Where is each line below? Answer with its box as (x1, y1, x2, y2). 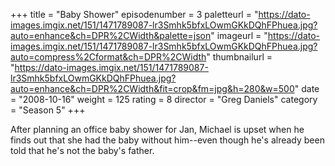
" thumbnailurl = (206, 51, 273, 63)
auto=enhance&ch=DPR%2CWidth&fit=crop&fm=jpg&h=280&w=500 (10, 83, 295, 94)
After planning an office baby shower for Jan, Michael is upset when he (10, 124, 305, 135)
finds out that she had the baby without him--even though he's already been (10, 134, 325, 146)
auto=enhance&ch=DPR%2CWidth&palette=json (10, 30, 212, 41)
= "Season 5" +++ (10, 104, 86, 116)
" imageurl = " (210, 30, 268, 41)
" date (294, 83, 320, 94)
